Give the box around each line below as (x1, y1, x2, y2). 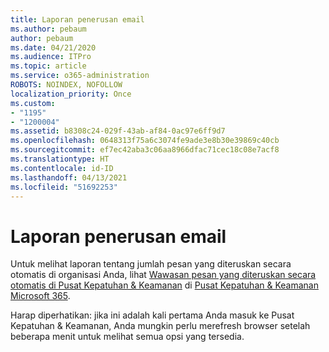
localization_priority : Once (10, 89, 132, 99)
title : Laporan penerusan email (10, 14, 145, 25)
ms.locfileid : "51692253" (10, 182, 118, 192)
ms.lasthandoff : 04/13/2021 (10, 172, 128, 183)
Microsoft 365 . (10, 290, 71, 302)
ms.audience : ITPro (10, 52, 92, 62)
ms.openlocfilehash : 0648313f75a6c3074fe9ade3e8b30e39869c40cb (10, 136, 280, 146)
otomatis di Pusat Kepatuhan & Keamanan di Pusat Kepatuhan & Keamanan (10, 279, 319, 291)
